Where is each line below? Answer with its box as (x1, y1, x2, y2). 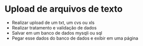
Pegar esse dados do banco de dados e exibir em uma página (11, 35, 139, 41)
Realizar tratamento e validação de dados (11, 24, 97, 30)
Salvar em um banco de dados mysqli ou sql (11, 30, 102, 36)
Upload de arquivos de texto (4, 3, 123, 15)
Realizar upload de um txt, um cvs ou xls (11, 20, 95, 25)
